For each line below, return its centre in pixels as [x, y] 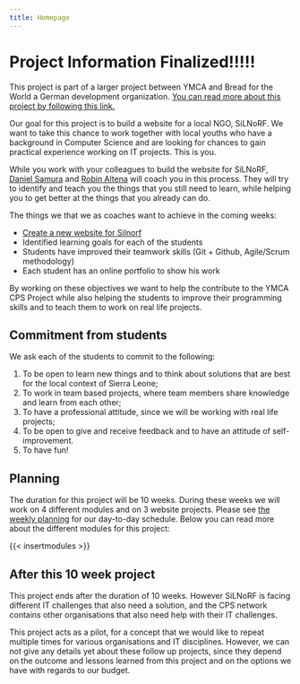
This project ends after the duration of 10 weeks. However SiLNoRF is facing [150, 596]
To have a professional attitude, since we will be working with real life [150, 412]
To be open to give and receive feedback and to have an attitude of [146, 431]
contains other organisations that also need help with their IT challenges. [143, 615]
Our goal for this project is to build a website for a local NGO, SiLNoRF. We [146, 123]
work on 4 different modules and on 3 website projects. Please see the [140, 510]
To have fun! [45, 450]
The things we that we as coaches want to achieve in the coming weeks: [143, 215]
